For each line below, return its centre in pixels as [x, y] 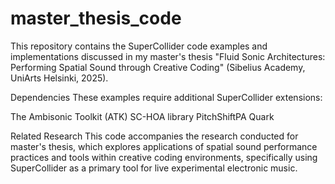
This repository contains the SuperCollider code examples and [139, 46]
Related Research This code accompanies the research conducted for [154, 136]
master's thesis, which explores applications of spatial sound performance [164, 146]
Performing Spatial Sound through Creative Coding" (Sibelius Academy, [158, 67]
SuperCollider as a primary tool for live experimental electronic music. [154, 168]
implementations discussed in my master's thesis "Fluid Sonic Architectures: [168, 56]
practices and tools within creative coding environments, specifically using [164, 157]
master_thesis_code [96, 18]
